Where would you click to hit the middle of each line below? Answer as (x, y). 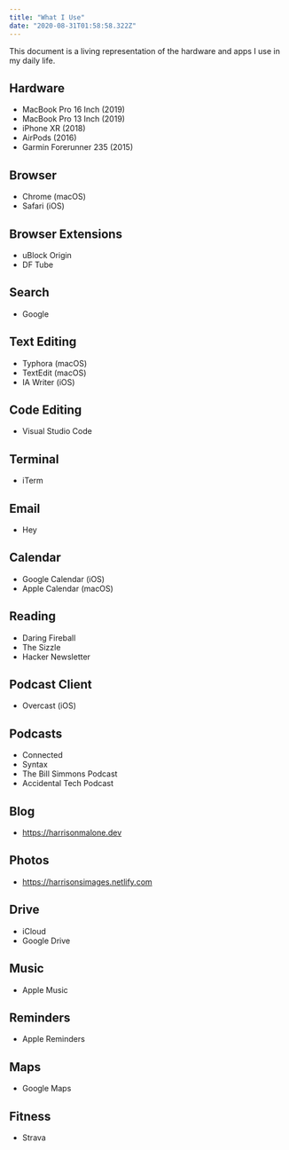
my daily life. (32, 60)
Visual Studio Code (57, 431)
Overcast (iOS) (49, 705)
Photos (29, 860)
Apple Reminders (54, 1039)
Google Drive (46, 941)
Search (30, 292)
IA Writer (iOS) (48, 382)
